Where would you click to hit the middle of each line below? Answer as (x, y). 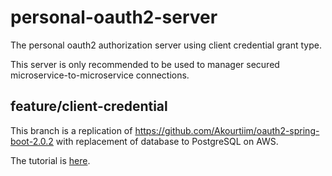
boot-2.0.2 (32, 141)
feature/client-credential (89, 106)
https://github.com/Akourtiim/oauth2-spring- (227, 130)
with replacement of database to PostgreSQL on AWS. (167, 141)
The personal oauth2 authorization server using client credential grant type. (166, 45)
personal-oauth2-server (114, 17)
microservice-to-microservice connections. (100, 75)
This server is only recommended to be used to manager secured (145, 64)
